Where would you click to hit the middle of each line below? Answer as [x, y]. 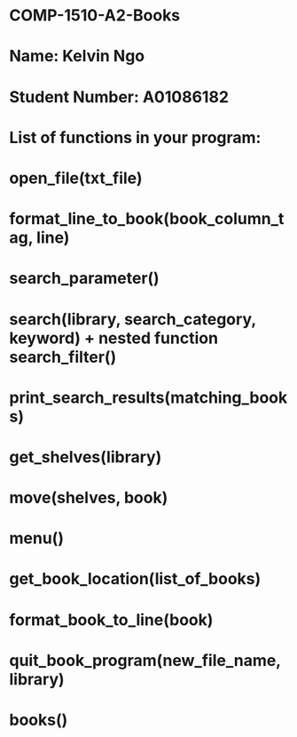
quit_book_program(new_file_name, [145, 660]
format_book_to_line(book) [111, 620]
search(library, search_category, [133, 319]
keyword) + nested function [114, 338]
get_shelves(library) [86, 457]
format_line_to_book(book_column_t [147, 219]
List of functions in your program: [135, 137]
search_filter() [63, 357]
